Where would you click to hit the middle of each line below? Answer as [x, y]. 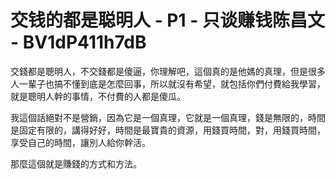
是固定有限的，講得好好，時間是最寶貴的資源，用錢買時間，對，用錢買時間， [168, 130]
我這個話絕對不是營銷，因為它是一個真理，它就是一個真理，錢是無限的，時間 [168, 117]
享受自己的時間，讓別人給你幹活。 [80, 142]
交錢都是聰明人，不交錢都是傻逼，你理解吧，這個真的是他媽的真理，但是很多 [168, 71]
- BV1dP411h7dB [78, 42]
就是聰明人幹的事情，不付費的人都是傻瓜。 [98, 96]
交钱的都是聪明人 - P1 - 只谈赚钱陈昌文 [167, 20]
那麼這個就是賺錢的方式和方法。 [76, 163]
